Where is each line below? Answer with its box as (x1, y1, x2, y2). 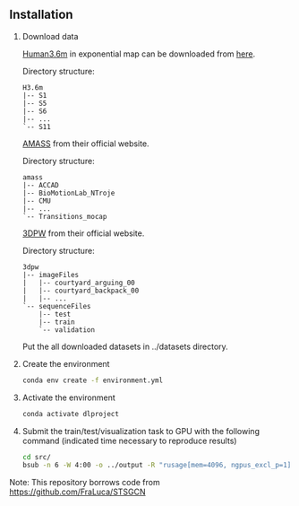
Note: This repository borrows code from (9, 477, 160, 488)
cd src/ (21, 452, 51, 461)
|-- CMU (21, 196, 51, 205)
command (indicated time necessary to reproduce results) (21, 435, 237, 446)
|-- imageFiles (21, 270, 80, 279)
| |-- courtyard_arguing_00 (21, 278, 136, 287)
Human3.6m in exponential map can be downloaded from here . (21, 48, 256, 59)
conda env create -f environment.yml (21, 376, 164, 385)
